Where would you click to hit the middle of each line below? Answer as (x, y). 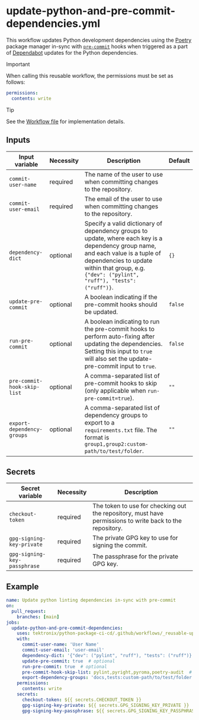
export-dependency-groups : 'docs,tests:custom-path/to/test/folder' (108, 678)
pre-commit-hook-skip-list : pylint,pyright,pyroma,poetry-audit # (107, 672)
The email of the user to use (123, 199)
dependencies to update (118, 260)
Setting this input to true (118, 351)
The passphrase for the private (136, 556)
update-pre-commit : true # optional (68, 661)
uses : (24, 633)
